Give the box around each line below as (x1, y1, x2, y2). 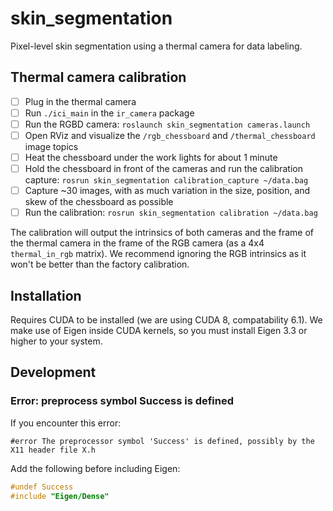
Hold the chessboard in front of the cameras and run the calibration (24, 163, 304, 175)
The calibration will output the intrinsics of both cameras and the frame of (10, 227, 315, 239)
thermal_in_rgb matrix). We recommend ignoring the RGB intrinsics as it (10, 248, 307, 260)
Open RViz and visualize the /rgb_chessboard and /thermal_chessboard (24, 129, 316, 141)
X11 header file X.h (10, 445, 97, 455)
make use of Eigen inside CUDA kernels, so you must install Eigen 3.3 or (10, 325, 308, 337)
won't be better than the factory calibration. (10, 258, 190, 271)
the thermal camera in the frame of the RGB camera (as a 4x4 (10, 237, 265, 249)
